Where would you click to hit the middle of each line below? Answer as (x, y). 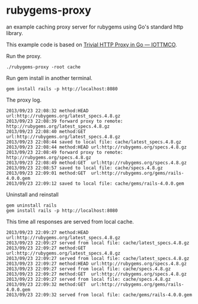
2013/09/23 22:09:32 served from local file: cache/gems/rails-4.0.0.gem (99, 294)
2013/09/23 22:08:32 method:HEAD (47, 110)
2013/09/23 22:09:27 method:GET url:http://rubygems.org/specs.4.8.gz (96, 274)
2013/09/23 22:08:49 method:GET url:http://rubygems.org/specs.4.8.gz (96, 163)
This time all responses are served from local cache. (70, 221)
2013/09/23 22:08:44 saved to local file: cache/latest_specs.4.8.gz (94, 142)
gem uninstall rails (32, 205)
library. (15, 33)
